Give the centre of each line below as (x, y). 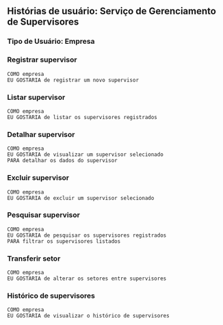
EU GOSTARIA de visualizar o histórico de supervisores (88, 316)
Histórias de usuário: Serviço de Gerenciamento (112, 11)
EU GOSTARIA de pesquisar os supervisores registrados (87, 235)
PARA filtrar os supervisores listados (64, 241)
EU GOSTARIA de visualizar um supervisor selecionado (86, 155)
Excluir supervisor (38, 178)
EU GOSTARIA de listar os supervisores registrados (82, 117)
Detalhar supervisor (41, 134)
